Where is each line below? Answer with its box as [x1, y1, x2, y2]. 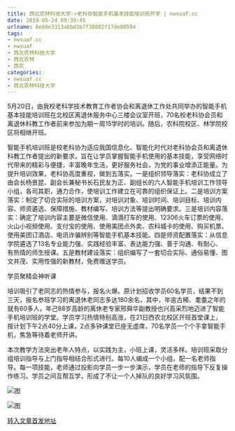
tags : [7, 29, 23, 37]
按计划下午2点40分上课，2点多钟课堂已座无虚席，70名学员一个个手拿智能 [7, 322, 220, 330]
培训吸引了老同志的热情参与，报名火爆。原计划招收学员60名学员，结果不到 [7, 287, 224, 295]
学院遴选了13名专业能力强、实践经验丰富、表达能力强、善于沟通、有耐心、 [7, 240, 222, 248]
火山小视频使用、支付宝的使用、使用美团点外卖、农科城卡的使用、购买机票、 [7, 222, 228, 231]
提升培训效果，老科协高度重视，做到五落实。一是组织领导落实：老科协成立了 [7, 170, 228, 178]
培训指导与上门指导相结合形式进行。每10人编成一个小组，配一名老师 [13, 355, 210, 363]
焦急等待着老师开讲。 [19, 331, 81, 339]
